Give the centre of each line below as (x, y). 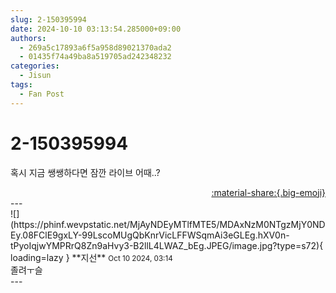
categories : (35, 66)
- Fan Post (42, 94)
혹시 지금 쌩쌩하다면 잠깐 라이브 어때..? (85, 172)
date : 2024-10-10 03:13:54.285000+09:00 (96, 29)
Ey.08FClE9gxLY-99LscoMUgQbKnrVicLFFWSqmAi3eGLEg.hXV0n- (150, 235)
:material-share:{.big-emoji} (268, 192)
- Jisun (35, 76)
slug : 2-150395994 (48, 19)
